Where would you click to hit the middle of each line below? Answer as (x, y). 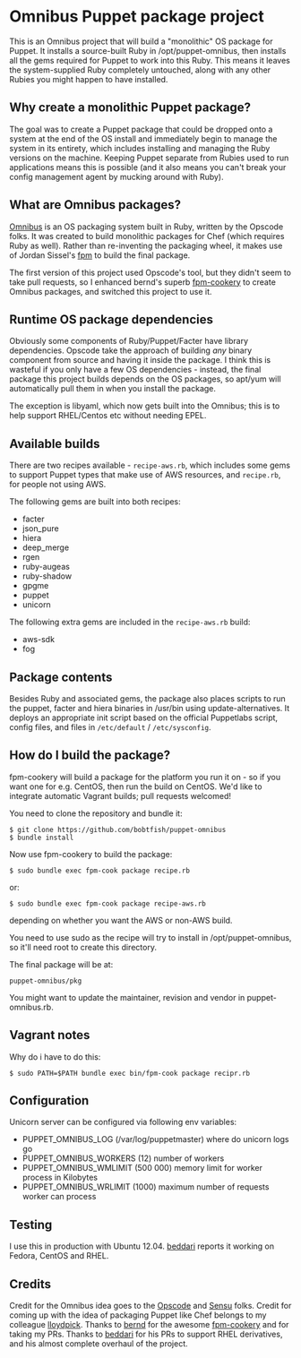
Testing (31, 1225)
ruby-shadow (47, 576)
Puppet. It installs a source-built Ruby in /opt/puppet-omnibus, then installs (148, 50)
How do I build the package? (90, 756)
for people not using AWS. (58, 485)
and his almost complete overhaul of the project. (99, 1344)
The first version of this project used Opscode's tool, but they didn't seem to (150, 272)
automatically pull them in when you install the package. (113, 389)
